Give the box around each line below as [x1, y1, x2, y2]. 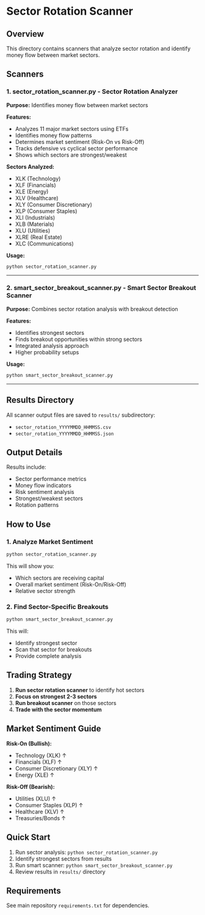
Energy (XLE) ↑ [15, 771, 55, 779]
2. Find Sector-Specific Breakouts [6, 602, 109, 611]
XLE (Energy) [15, 188, 49, 195]
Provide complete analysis [15, 652, 82, 660]
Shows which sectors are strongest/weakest [15, 151, 127, 159]
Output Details [6, 447, 63, 457]
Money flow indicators [15, 482, 72, 489]
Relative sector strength [15, 587, 76, 594]
